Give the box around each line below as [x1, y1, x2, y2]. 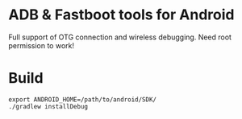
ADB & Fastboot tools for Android [8, 6, 235, 24]
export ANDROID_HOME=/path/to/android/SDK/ [8, 95, 157, 104]
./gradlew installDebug [8, 102, 89, 110]
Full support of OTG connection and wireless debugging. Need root [8, 32, 232, 42]
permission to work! [8, 40, 75, 50]
